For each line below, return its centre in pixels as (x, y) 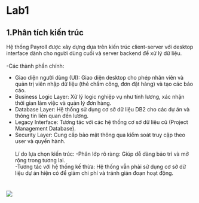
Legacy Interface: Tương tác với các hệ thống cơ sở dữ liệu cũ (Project (101, 122)
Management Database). (45, 128)
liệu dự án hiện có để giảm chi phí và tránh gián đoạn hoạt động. (94, 173)
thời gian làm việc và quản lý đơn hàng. (63, 103)
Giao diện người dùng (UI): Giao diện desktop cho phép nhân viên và (99, 78)
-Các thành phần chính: (35, 66)
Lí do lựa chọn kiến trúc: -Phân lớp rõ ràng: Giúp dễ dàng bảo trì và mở (102, 154)
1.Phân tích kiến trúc (45, 33)
